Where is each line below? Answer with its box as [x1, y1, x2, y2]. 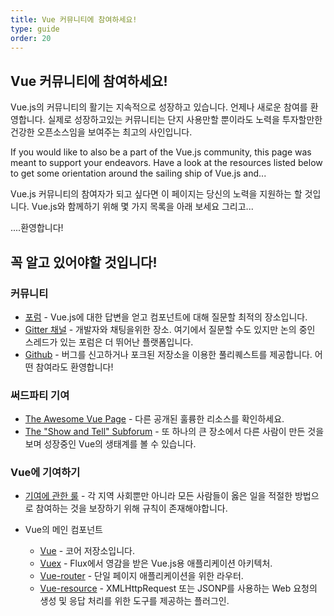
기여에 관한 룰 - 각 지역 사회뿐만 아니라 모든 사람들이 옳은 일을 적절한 [24, 490, 293, 502]
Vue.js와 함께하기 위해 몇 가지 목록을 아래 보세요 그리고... [31, 201, 254, 213]
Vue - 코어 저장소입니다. [39, 545, 136, 557]
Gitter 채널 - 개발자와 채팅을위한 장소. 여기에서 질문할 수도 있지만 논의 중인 [24, 323, 316, 335]
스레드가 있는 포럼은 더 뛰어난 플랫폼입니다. [24, 336, 194, 348]
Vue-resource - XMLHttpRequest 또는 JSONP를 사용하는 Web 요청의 [39, 582, 318, 595]
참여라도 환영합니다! [35, 361, 114, 373]
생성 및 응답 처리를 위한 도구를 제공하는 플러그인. [39, 595, 230, 607]
